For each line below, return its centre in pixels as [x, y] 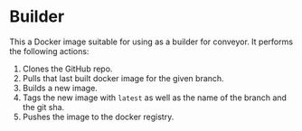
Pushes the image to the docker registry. [98, 117]
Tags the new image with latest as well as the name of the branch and [155, 98]
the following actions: [49, 51]
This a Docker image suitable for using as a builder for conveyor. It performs [151, 42]
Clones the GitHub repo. [67, 69]
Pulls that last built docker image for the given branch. [123, 78]
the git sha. [43, 107]
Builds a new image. [60, 88]
